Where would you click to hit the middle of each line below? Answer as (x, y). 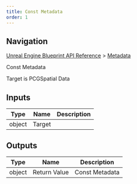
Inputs (19, 97)
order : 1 (17, 17)
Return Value (51, 172)
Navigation (27, 41)
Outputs (22, 146)
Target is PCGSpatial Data (38, 79)
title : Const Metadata (34, 12)
